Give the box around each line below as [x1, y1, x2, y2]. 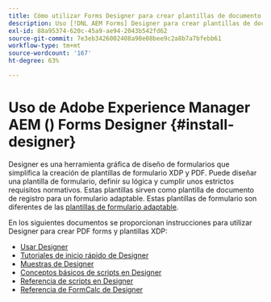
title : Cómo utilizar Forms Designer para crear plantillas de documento [8, 11, 262, 20]
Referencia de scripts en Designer [19, 275, 134, 286]
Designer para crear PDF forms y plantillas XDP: [8, 226, 168, 236]
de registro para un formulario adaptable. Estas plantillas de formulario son [8, 193, 257, 203]
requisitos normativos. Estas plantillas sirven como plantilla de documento [8, 184, 254, 194]
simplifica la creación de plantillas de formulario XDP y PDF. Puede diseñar [8, 168, 257, 177]
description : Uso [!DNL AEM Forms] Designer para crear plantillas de [8, 19, 251, 27]
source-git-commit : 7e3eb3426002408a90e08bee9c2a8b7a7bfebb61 [8, 34, 222, 43]
